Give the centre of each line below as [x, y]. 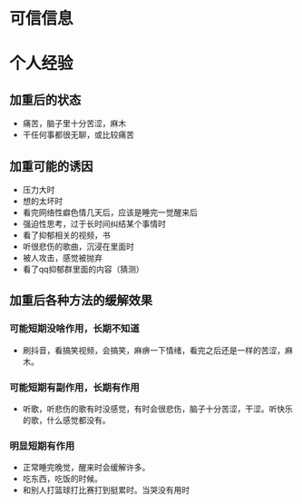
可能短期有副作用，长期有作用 [75, 387]
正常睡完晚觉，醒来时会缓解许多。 [86, 468]
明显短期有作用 [42, 446]
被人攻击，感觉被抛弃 [62, 258]
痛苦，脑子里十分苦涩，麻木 [74, 124]
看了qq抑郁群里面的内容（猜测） [83, 269]
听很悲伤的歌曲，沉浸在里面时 [78, 247]
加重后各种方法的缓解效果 [81, 301]
